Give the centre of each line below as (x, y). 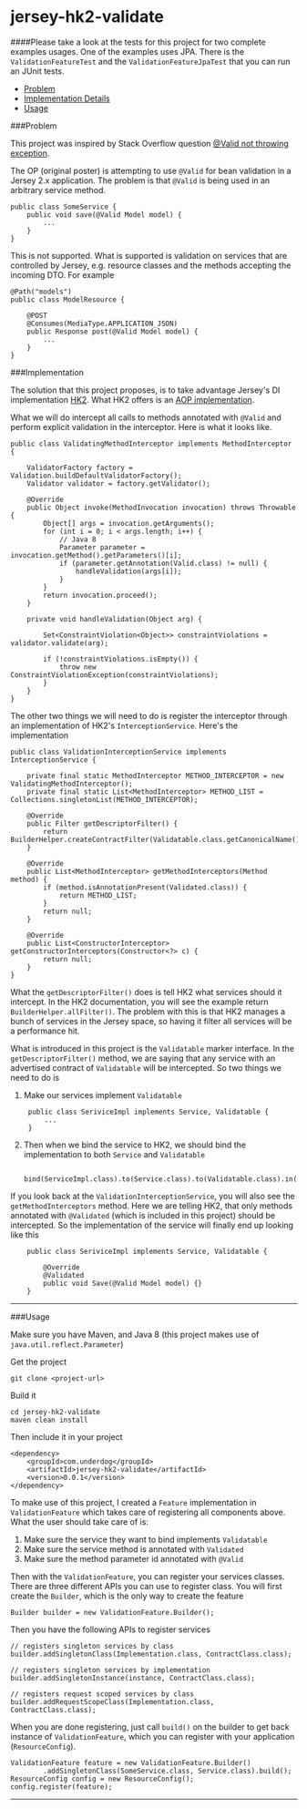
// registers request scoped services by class (102, 1694)
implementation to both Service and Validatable (114, 1154)
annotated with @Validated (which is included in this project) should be (143, 1215)
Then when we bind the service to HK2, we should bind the (135, 1145)
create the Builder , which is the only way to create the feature (127, 1596)
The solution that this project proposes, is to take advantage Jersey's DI (145, 390)
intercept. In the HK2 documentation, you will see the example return (139, 1002)
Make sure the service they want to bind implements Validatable (145, 1539)
